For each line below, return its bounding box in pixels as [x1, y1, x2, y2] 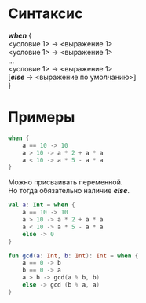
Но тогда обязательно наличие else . [8, 186, 130, 195]
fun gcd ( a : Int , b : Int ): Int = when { [8, 252, 139, 260]
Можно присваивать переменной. [8, 177, 123, 187]
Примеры [8, 108, 75, 126]
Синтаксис [8, 5, 83, 23]
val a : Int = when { [8, 201, 76, 209]
